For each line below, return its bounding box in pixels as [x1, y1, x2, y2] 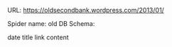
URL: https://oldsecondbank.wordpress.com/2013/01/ [7, 6, 165, 14]
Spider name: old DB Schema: [7, 20, 95, 27]
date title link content [7, 33, 69, 41]
